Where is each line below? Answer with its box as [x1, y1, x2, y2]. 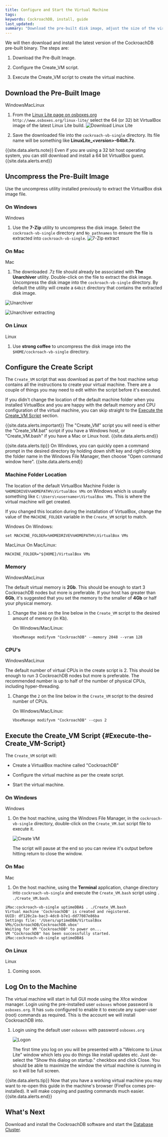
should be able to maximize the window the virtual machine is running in [12, 1062, 161, 1068]
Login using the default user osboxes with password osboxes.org [12, 1027, 145, 1033]
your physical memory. [5, 600, 52, 607]
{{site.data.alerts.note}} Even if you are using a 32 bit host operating [5, 147, 146, 153]
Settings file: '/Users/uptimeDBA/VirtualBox [5, 918, 101, 923]
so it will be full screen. [12, 1067, 60, 1073]
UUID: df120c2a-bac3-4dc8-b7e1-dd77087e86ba [5, 913, 99, 918]
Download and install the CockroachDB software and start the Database [5, 1121, 153, 1127]
